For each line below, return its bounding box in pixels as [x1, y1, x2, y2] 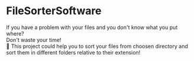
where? [6, 30, 25, 37]
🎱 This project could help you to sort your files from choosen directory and [6, 43, 188, 50]
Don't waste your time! [6, 36, 62, 43]
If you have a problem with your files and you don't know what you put [6, 24, 178, 31]
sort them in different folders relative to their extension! [6, 49, 141, 56]
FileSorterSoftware [6, 4, 102, 18]
